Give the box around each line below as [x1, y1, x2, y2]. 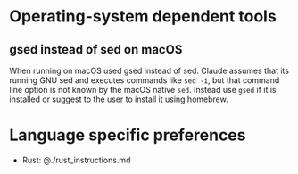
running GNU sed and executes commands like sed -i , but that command [9, 75, 280, 86]
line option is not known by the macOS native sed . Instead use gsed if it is [9, 85, 277, 95]
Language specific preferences [9, 125, 246, 145]
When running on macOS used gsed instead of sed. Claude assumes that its [9, 65, 290, 76]
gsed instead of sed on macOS [9, 42, 183, 57]
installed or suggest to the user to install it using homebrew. [9, 94, 229, 104]
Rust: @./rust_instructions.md [21, 154, 131, 165]
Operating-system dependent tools [9, 6, 277, 27]
